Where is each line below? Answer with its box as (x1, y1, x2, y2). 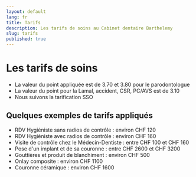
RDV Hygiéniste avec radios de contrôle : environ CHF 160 (14, 132, 156, 139)
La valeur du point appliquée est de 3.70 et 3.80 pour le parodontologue (14, 81, 190, 88)
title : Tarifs (6, 19, 41, 25)
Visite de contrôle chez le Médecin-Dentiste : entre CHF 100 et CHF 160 (14, 139, 190, 146)
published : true (6, 36, 46, 42)
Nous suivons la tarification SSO (14, 93, 93, 100)
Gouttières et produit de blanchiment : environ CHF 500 (14, 151, 151, 158)
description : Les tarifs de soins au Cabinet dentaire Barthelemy (6, 25, 173, 31)
